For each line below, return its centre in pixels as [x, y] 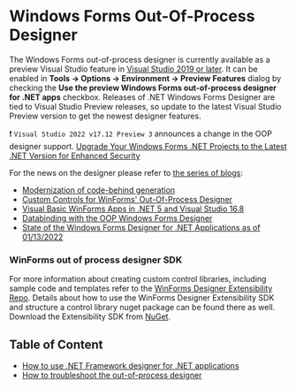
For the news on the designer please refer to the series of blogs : [126, 172]
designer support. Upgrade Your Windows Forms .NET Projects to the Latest [148, 146]
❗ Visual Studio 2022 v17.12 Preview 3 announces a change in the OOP [140, 133]
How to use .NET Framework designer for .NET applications [131, 366]
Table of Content [56, 344]
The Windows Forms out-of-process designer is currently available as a [140, 59]
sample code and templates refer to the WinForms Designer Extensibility [141, 288]
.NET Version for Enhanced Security [75, 156]
